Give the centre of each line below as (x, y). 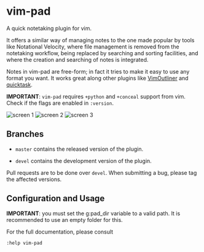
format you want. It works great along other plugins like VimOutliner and (97, 78)
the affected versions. (34, 179)
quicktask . (19, 85)
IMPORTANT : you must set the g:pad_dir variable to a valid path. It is (93, 213)
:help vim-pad (25, 243)
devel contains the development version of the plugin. (83, 161)
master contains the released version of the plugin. (79, 149)
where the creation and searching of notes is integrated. (77, 59)
